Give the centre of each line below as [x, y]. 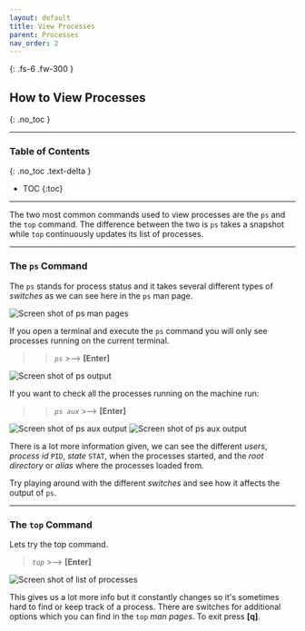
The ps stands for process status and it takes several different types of [142, 286]
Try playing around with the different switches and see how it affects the [145, 483]
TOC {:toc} [43, 189]
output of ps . [33, 492]
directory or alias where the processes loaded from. [107, 465]
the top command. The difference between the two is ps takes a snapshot [147, 224]
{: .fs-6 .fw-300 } [42, 69]
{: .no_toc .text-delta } [50, 171]
